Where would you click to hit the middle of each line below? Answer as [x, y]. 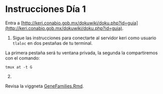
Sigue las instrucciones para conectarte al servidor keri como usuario [84, 38]
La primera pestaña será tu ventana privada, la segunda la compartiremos [81, 53]
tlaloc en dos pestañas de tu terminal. [52, 43]
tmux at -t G [19, 67]
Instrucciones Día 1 [46, 9]
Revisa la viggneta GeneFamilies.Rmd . [45, 86]
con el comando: [23, 58]
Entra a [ [14, 23]
